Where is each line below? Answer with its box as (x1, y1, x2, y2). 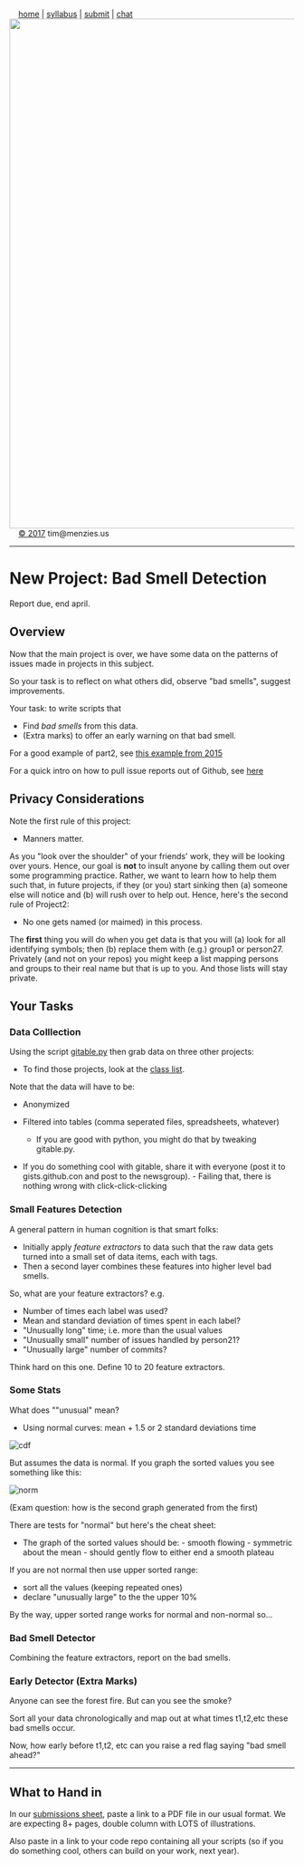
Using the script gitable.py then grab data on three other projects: (9, 1047, 255, 1058)
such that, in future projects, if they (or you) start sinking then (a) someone (9, 879, 288, 890)
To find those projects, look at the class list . (22, 1064, 185, 1075)
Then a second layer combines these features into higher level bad (22, 1261, 272, 1271)
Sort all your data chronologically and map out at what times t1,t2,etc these (9, 1713, 289, 1724)
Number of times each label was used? (22, 1305, 168, 1316)
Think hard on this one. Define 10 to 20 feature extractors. (9, 1361, 225, 1372)
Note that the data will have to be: (9, 1081, 136, 1092)
